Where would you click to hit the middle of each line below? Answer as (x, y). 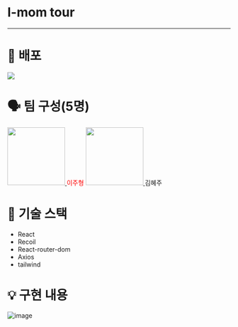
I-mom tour (41, 12)
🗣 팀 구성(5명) (49, 107)
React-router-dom (44, 249)
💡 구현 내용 (38, 295)
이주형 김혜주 (114, 183)
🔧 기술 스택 (37, 214)
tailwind (29, 264)
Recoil (27, 242)
